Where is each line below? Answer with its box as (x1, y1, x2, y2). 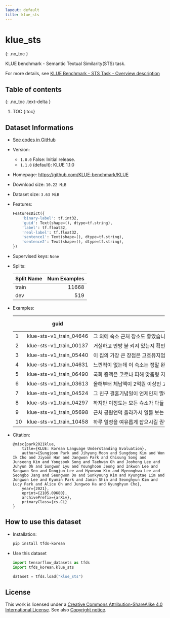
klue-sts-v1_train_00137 (27, 342, 89, 349)
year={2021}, (22, 486, 50, 492)
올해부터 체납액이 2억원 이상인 (93, 380, 161, 387)
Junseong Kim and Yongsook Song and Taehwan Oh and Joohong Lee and (12, 460, 160, 465)
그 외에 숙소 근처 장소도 (93, 333, 146, 340)
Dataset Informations (5, 123, 74, 132)
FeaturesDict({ (12, 211, 45, 216)
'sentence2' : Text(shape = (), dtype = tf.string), (22, 239, 124, 244)
